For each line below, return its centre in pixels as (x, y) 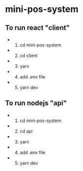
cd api (26, 131)
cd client (29, 55)
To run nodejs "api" (36, 103)
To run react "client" (38, 28)
